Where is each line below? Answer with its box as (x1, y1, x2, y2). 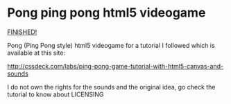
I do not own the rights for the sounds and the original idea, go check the (7, 83, 216, 91)
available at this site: (7, 49, 66, 57)
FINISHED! (7, 28, 37, 36)
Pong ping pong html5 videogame (7, 5, 206, 21)
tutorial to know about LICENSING (7, 90, 104, 98)
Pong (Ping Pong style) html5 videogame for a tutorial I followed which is (7, 41, 215, 49)
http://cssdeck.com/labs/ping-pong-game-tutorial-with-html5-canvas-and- (7, 62, 224, 70)
